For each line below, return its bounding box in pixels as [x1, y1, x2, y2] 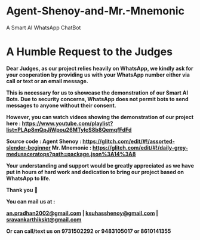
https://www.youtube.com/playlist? [21, 120, 113, 127]
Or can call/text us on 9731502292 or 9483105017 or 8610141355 [6, 227, 171, 235]
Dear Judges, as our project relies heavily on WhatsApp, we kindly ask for [6, 65, 193, 72]
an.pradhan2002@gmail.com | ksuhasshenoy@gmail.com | [6, 209, 158, 217]
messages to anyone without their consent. [6, 102, 116, 109]
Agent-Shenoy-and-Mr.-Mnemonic [6, 4, 185, 18]
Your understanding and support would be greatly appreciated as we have [6, 162, 194, 169]
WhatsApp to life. [6, 175, 51, 182]
